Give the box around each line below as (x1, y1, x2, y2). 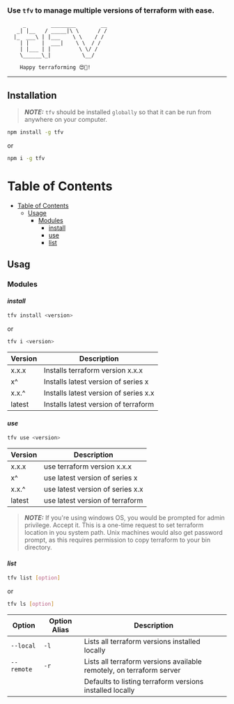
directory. (24, 543, 52, 552)
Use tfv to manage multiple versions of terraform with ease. (7, 6, 214, 15)
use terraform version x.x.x (44, 462, 132, 471)
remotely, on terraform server (84, 666, 181, 675)
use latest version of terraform (44, 496, 143, 506)
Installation (7, 89, 57, 101)
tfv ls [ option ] (7, 601, 54, 608)
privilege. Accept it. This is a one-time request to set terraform (24, 521, 204, 529)
